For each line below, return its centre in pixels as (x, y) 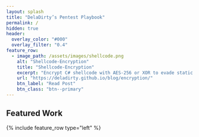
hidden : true (22, 28)
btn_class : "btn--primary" (50, 89)
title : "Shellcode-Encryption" (56, 67)
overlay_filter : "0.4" (40, 45)
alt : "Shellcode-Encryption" (53, 61)
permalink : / (22, 23)
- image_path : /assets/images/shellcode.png (68, 56)
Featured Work (34, 113)
